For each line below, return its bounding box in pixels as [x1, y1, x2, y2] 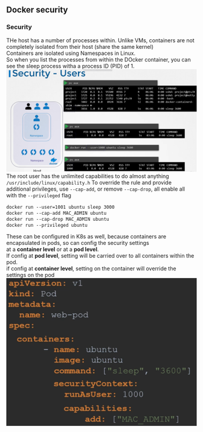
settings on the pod [6, 271, 55, 278]
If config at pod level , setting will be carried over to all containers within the [6, 252, 195, 259]
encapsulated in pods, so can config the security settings [6, 239, 149, 246]
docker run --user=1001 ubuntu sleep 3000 [6, 204, 115, 210]
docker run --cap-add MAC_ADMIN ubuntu [6, 210, 107, 216]
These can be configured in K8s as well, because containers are [6, 232, 167, 240]
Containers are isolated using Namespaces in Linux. [6, 49, 136, 57]
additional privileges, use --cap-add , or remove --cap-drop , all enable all [6, 185, 185, 192]
